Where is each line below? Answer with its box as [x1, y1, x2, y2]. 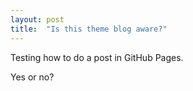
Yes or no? [10, 71, 55, 83]
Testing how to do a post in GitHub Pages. [10, 51, 184, 63]
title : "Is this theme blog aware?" [10, 24, 168, 34]
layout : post [10, 14, 65, 25]
